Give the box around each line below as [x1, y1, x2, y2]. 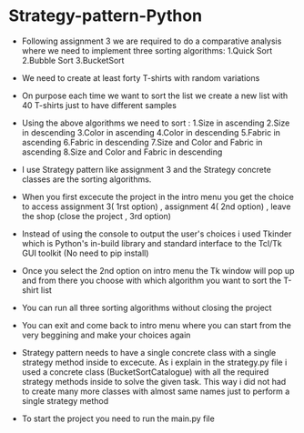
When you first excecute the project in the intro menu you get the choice [21, 191, 295, 202]
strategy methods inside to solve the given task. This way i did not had [21, 376, 287, 387]
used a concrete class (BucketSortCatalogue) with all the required [21, 366, 269, 378]
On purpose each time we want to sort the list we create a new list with [21, 90, 289, 101]
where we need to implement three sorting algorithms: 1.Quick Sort [21, 45, 273, 55]
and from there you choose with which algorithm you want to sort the [21, 275, 282, 286]
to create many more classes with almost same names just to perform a [21, 386, 290, 397]
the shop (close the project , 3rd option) [21, 210, 172, 221]
